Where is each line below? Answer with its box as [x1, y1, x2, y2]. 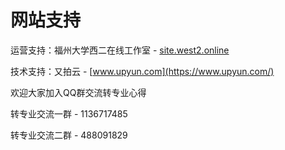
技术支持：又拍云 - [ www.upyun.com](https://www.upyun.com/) [10, 65, 275, 77]
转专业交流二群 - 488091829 [10, 129, 128, 141]
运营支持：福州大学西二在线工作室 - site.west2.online [10, 44, 230, 56]
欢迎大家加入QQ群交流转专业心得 [10, 86, 147, 98]
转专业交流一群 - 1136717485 [10, 107, 128, 120]
